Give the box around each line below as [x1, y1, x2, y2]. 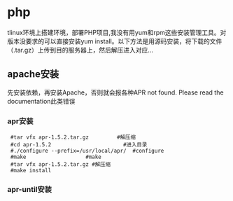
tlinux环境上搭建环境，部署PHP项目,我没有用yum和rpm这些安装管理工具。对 [7, 28, 227, 36]
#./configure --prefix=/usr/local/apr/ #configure [10, 148, 164, 155]
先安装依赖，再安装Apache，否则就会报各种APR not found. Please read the [7, 88, 224, 97]
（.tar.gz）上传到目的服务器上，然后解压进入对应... [7, 46, 154, 54]
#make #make [10, 153, 101, 161]
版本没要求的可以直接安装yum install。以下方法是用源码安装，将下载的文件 [7, 36, 223, 46]
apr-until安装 [7, 184, 52, 194]
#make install [10, 167, 52, 174]
